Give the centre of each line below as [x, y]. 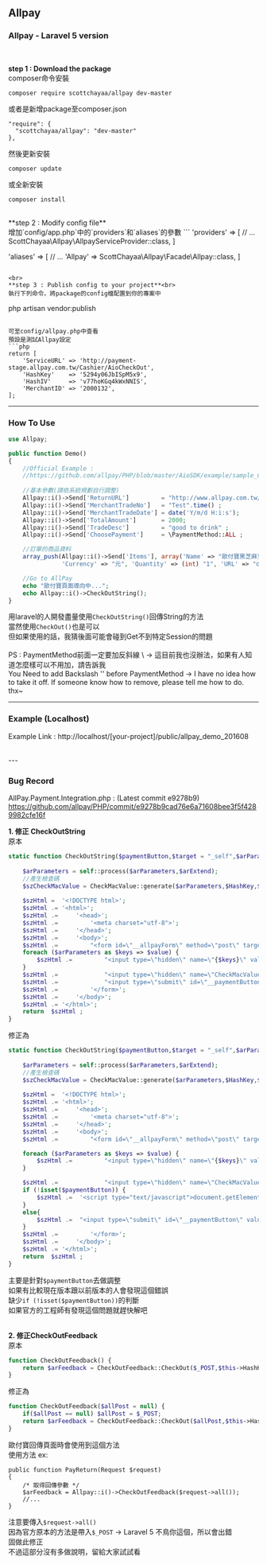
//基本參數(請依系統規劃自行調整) [71, 491]
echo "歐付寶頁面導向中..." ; [66, 586]
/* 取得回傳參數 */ [51, 1485]
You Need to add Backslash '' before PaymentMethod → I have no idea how [132, 674]
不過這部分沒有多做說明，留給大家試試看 [74, 1551]
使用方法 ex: [28, 1454]
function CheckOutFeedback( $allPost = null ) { [87, 1406]
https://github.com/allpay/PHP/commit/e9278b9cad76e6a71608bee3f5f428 [132, 807]
